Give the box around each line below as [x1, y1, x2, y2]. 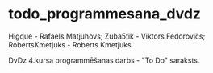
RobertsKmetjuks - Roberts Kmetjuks [8, 39, 132, 49]
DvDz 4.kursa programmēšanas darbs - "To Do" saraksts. [8, 55, 200, 65]
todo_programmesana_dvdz [8, 5, 202, 23]
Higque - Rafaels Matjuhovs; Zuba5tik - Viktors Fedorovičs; [8, 31, 206, 41]
